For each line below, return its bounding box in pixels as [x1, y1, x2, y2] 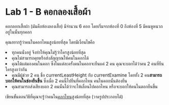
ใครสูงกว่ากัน [5, 66, 27, 72]
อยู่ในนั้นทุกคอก [5, 29, 32, 35]
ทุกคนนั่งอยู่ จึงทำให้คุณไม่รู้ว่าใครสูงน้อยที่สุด [12, 49, 86, 55]
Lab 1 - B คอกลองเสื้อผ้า [5, 6, 91, 18]
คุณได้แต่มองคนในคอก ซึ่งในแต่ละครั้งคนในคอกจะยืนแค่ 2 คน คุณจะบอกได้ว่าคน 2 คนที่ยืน [12, 60, 164, 66]
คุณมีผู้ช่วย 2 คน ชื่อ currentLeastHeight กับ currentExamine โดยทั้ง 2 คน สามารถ [12, 72, 162, 78]
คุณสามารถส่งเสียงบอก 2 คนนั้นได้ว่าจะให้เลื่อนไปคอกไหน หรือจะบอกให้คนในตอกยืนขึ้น [12, 83, 158, 89]
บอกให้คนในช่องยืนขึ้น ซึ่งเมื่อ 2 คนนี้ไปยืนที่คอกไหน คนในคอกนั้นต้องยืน [5, 78, 127, 84]
